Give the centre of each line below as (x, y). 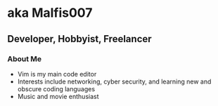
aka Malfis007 (50, 13)
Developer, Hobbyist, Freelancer (80, 39)
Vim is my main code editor (57, 74)
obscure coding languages (56, 88)
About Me (25, 59)
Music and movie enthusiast (58, 96)
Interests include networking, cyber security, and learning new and (114, 81)
